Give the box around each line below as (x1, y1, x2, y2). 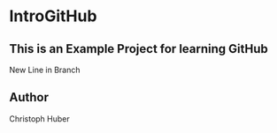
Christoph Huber (9, 113, 71, 124)
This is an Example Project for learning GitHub (9, 41, 268, 56)
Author (9, 90, 49, 105)
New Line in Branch (9, 64, 81, 75)
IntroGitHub (9, 6, 97, 26)
